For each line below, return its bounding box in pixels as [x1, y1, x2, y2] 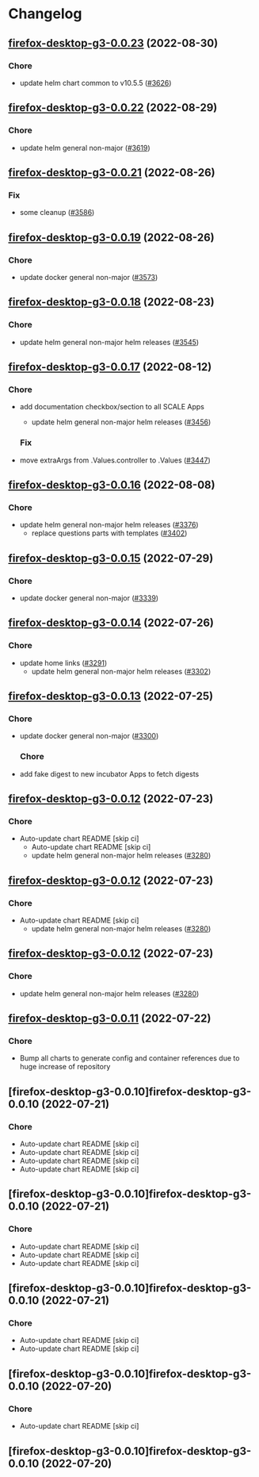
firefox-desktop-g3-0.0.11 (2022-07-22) [8, 1012, 211, 1026]
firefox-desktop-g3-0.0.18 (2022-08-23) [8, 295, 215, 309]
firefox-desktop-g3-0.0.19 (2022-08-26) [8, 231, 215, 244]
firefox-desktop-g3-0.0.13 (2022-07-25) [8, 689, 214, 703]
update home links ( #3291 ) [19, 658, 108, 667]
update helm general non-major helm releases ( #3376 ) [19, 520, 200, 530]
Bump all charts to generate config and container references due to [19, 1053, 240, 1063]
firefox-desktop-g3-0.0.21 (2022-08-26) [8, 166, 215, 179]
